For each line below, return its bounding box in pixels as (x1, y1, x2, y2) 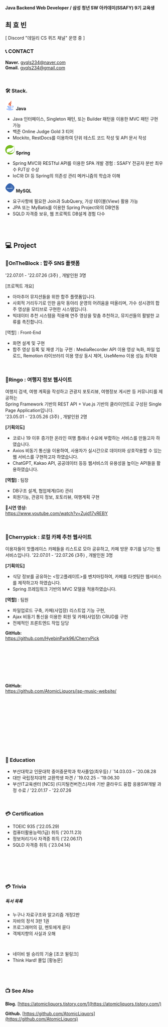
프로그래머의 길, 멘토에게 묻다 (12, 925, 71, 931)
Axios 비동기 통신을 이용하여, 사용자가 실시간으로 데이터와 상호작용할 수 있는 (12, 447, 162, 453)
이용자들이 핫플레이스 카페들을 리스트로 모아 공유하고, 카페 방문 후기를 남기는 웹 (5, 546, 160, 552)
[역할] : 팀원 (5, 597, 29, 603)
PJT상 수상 (18, 166, 39, 172)
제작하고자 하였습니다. (18, 580, 61, 586)
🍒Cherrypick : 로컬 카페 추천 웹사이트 (5, 533, 92, 540)
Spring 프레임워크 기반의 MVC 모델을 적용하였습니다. (12, 586, 117, 592)
